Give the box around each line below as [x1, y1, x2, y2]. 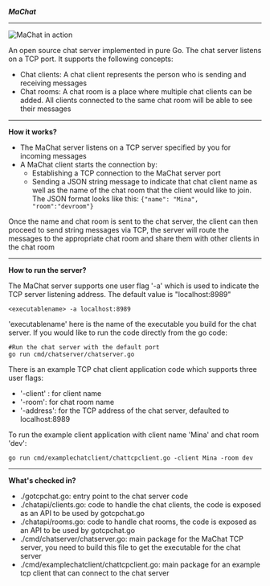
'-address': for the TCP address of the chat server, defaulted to [19, 406, 230, 415]
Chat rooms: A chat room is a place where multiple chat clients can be [19, 87, 252, 96]
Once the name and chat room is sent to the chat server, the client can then [8, 217, 259, 226]
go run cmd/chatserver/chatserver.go [8, 350, 135, 358]
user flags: [8, 373, 44, 382]
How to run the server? [8, 266, 87, 274]
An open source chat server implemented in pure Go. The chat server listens [8, 46, 262, 55]
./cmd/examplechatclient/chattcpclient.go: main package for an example [19, 559, 261, 569]
